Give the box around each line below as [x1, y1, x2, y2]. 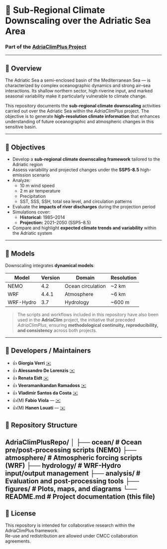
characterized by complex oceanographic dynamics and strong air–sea [5, 83, 151, 89]
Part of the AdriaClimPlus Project [5, 43, 86, 50]
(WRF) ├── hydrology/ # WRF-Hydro [5, 461, 121, 469]
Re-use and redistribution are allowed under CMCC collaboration [5, 533, 138, 539]
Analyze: [12, 178, 31, 183]
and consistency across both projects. [17, 327, 97, 333]
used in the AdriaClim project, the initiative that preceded [17, 317, 136, 323]
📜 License [5, 509, 36, 518]
